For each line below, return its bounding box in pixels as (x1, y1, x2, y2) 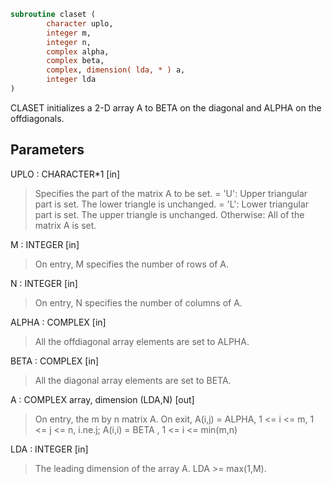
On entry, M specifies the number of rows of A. (34, 258, 229, 270)
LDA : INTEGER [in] (10, 443, 89, 455)
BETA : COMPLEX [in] (10, 355, 100, 367)
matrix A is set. (34, 219, 97, 231)
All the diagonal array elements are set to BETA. (34, 374, 232, 386)
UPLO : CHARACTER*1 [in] (10, 168, 121, 180)
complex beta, (46, 56, 105, 66)
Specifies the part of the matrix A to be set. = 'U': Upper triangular (34, 187, 308, 199)
